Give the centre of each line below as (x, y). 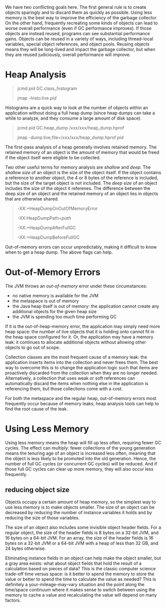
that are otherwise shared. (32, 199)
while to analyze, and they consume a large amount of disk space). (74, 118)
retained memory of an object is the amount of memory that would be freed (82, 152)
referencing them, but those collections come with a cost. (64, 389)
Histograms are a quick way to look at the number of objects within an (77, 107)
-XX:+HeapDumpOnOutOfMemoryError (57, 208)
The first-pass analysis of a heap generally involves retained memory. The (81, 147)
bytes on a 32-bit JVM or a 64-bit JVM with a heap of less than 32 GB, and (82, 543)
